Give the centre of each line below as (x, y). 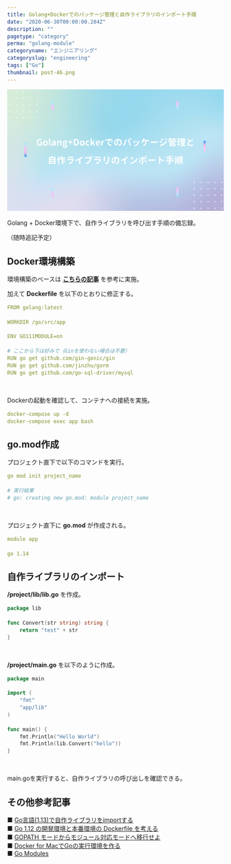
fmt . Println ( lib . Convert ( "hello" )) (70, 744)
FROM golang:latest (35, 307)
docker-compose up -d (38, 414)
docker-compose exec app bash (51, 421)
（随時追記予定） (31, 238)
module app (23, 539)
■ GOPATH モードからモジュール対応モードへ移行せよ (84, 837)
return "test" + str (49, 630)
